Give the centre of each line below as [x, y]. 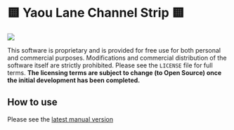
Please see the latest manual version [60, 119]
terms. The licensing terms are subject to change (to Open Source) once [115, 72]
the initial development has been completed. [74, 80]
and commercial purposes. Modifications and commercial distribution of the [117, 58]
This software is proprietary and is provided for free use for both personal [114, 50]
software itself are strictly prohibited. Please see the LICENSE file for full [110, 65]
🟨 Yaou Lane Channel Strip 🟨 [96, 13]
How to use [32, 102]
